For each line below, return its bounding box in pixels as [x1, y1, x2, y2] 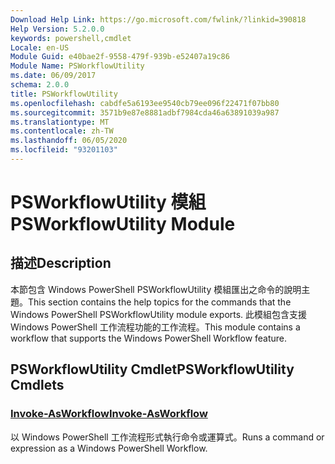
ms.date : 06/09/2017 [10, 71, 97, 81]
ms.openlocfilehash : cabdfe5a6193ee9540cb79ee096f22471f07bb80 [10, 98, 280, 108]
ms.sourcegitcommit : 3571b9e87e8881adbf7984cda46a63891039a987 [10, 107, 280, 118]
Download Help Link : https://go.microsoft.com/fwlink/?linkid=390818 [10, 14, 307, 25]
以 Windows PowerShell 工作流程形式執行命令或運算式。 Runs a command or [10, 431, 325, 443]
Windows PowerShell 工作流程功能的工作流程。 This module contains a [10, 321, 301, 333]
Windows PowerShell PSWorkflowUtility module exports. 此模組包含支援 [10, 308, 308, 320]
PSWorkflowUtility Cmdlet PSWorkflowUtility [10, 361, 295, 378]
